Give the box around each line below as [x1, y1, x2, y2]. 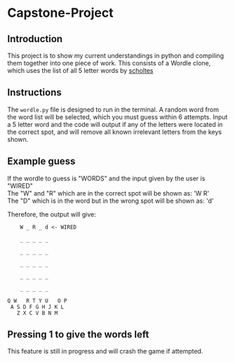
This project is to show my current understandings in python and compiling [7, 51, 224, 60]
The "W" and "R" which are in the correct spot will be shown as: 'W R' [7, 189, 210, 197]
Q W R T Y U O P [7, 297, 68, 304]
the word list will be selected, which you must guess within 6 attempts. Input [7, 112, 228, 121]
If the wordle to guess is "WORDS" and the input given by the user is [7, 174, 206, 182]
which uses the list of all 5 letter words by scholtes [7, 67, 154, 74]
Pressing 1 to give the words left [7, 328, 149, 341]
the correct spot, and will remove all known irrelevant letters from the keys [7, 128, 222, 136]
